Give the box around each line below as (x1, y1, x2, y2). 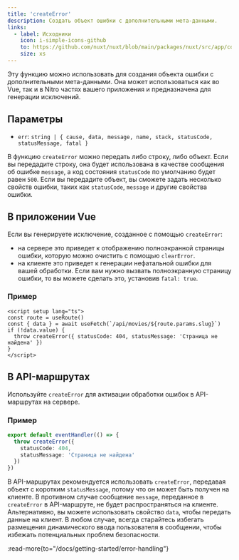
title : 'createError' (7, 10, 72, 18)
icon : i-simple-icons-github (20, 37, 107, 44)
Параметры (7, 113, 63, 126)
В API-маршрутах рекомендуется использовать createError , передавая (7, 477, 226, 486)
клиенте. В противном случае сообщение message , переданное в (7, 493, 204, 502)
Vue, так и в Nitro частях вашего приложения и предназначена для (7, 85, 211, 93)
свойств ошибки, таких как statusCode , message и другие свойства (7, 183, 208, 191)
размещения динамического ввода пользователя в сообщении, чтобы (7, 523, 222, 531)
